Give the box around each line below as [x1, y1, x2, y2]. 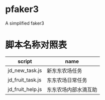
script [17, 58, 32, 65]
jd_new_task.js [8, 67, 42, 74]
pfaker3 [5, 4, 39, 15]
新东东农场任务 [47, 67, 82, 74]
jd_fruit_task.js [8, 76, 42, 83]
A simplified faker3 [5, 20, 44, 26]
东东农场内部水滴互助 [47, 86, 97, 93]
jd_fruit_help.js [8, 85, 42, 92]
